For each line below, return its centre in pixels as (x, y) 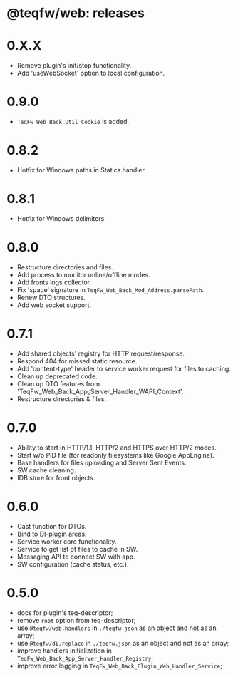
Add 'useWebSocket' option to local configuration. (91, 73)
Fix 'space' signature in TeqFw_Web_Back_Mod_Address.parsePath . (110, 289)
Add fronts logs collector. (54, 282)
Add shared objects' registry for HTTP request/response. (101, 353)
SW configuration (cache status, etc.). (73, 564)
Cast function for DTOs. (52, 526)
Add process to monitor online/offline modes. (83, 274)
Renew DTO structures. (51, 297)
